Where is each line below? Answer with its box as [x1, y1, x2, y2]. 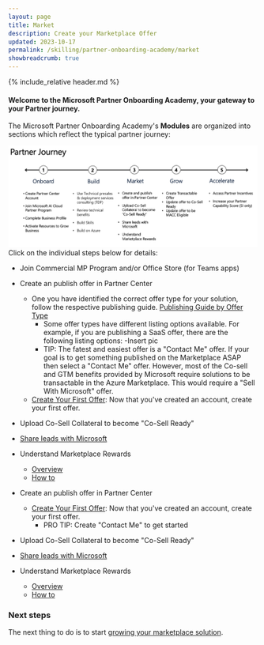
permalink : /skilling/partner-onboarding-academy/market [8, 46, 200, 55]
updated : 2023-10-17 [8, 38, 77, 46]
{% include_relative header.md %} [8, 77, 120, 86]
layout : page [8, 13, 51, 21]
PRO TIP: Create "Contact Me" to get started [43, 520, 188, 530]
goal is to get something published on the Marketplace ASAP [43, 353, 242, 363]
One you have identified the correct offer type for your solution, [31, 294, 239, 304]
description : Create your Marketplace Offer [8, 29, 157, 37]
